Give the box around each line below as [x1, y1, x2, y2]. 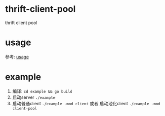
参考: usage [5, 54, 29, 59]
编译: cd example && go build [12, 88, 73, 94]
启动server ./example [12, 94, 56, 100]
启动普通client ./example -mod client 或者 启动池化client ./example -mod [12, 100, 161, 106]
